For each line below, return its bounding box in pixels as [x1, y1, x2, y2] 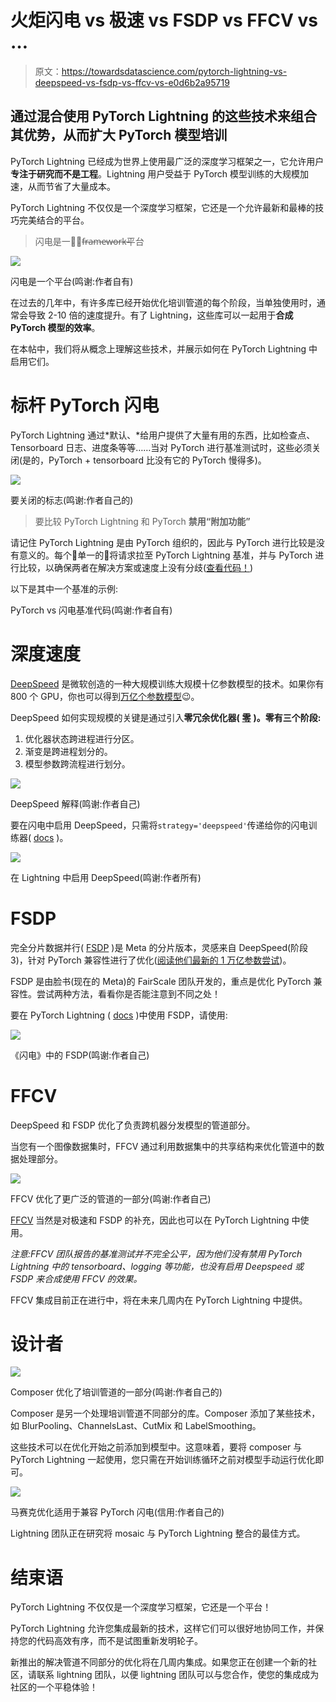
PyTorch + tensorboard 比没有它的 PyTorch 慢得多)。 [48, 454, 267, 466]
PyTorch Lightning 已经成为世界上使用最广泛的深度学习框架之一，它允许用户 [10, 155, 325, 167]
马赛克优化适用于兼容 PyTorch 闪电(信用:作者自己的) [10, 1506, 225, 1518]
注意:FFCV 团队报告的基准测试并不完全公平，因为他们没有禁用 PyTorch [10, 1247, 303, 1260]
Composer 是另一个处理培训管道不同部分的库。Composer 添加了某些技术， [10, 1407, 321, 1420]
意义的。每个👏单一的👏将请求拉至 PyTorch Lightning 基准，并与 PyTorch [18, 549, 313, 561]
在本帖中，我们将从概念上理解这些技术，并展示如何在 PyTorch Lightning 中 [10, 342, 318, 355]
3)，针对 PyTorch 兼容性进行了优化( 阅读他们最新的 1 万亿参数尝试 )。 [10, 954, 292, 966]
